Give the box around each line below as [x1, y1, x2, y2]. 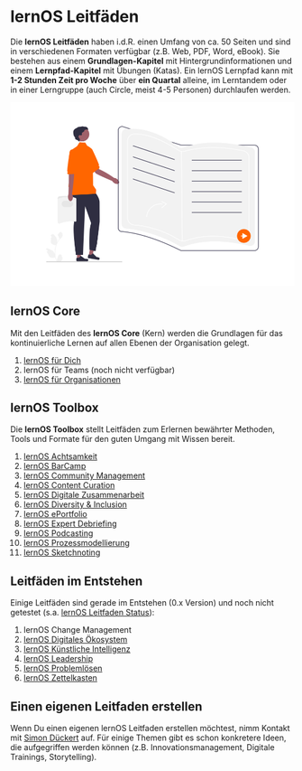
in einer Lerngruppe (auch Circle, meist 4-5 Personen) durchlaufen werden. [10, 84, 291, 95]
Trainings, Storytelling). [10, 752, 97, 763]
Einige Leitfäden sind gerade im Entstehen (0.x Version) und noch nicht [10, 597, 274, 608]
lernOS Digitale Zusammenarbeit [23, 490, 145, 501]
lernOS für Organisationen [23, 373, 121, 385]
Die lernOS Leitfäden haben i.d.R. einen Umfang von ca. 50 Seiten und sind [10, 36, 291, 47]
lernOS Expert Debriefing [23, 518, 117, 530]
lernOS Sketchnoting [23, 547, 101, 558]
